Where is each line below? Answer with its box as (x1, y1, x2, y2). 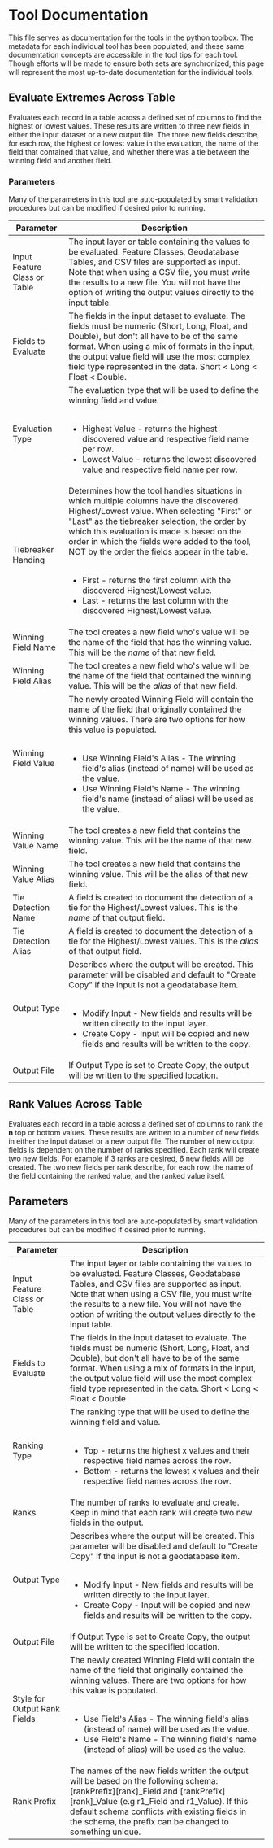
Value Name (12, 840, 59, 852)
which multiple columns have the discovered (68, 495, 239, 507)
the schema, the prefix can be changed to (70, 1815, 229, 1827)
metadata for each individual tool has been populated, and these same (8, 41, 245, 50)
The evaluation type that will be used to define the (68, 385, 260, 396)
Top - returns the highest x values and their (84, 1445, 250, 1456)
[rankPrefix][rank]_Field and (70, 1785, 179, 1797)
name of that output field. (68, 913, 166, 924)
